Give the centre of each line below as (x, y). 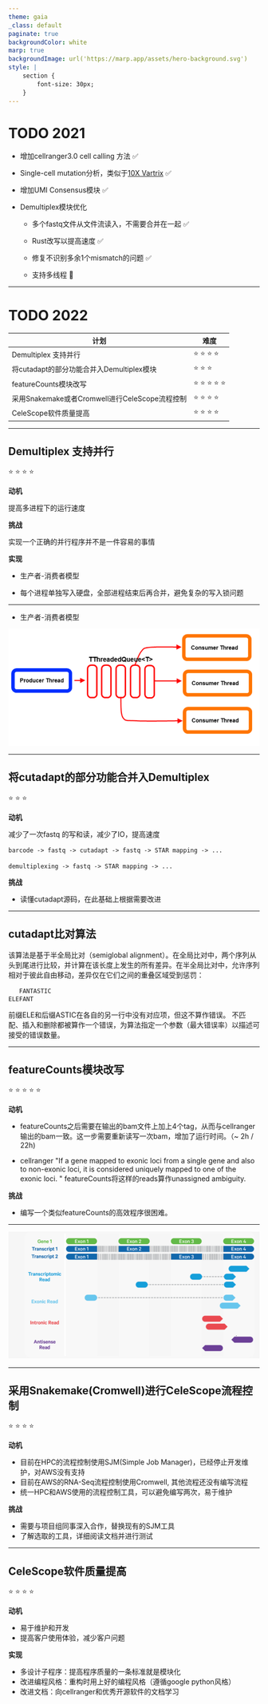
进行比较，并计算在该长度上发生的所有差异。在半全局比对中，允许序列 (144, 965)
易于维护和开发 (44, 1628)
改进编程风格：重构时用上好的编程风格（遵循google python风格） (128, 1682)
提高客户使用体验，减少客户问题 (72, 1638)
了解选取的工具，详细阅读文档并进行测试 (86, 1536)
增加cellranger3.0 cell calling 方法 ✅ (79, 157)
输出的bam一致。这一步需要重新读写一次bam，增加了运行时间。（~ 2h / (136, 1136)
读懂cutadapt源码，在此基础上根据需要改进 (91, 899)
